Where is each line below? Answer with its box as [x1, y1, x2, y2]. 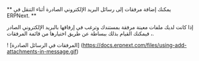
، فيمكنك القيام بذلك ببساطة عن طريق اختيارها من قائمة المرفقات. [7, 30, 154, 37]
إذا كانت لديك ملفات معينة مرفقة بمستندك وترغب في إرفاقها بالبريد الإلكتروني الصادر [7, 24, 194, 30]
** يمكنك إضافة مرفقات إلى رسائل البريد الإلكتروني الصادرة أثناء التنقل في [7, 6, 172, 13]
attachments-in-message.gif [7, 48, 77, 55]
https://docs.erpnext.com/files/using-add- [82, 42, 187, 48]
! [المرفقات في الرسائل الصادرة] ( [7, 42, 83, 48]
